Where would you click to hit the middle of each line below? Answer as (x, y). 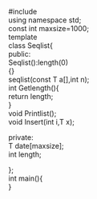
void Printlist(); (32, 113)
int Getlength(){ (34, 88)
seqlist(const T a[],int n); (49, 80)
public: (20, 54)
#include (23, 12)
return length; (31, 96)
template (23, 37)
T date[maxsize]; (36, 146)
